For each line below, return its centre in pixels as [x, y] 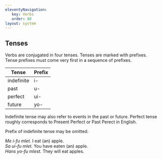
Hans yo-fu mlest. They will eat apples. [45, 151]
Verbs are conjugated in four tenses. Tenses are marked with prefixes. [76, 55]
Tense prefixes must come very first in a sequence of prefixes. [68, 60]
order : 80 [22, 19]
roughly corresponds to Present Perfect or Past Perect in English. [71, 122]
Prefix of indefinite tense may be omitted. [47, 132]
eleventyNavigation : [26, 10]
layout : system [21, 23]
